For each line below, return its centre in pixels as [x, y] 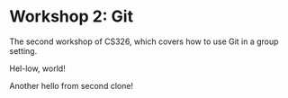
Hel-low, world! [37, 68]
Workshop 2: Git [71, 17]
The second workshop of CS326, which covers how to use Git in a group [144, 41]
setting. [23, 50]
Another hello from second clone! [71, 85]
